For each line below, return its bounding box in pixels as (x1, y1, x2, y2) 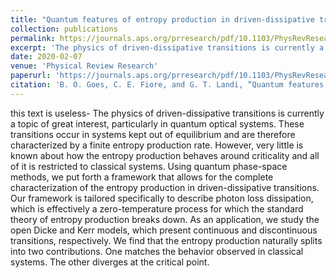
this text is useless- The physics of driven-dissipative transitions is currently (10, 107, 325, 119)
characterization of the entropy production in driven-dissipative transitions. (10, 181, 320, 193)
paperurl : (10, 71, 52, 81)
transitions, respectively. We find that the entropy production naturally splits (10, 234, 323, 246)
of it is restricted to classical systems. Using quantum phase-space (10, 160, 288, 172)
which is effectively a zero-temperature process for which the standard (10, 202, 304, 215)
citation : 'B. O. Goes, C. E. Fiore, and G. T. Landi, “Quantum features (10, 80, 325, 90)
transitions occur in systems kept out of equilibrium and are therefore (10, 128, 296, 140)
